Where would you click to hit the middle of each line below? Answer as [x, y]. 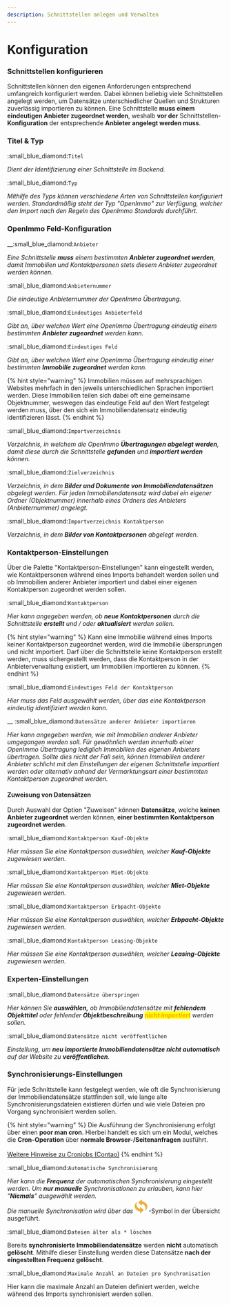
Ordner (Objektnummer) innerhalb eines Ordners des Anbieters [97, 500]
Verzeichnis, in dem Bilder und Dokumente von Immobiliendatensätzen [110, 485]
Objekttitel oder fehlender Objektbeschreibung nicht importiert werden [110, 1015]
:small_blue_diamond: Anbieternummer [59, 285]
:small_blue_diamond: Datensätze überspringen [73, 994]
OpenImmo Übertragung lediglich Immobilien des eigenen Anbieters [104, 749]
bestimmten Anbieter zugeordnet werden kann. [76, 333]
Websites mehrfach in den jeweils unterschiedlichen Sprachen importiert [110, 388]
